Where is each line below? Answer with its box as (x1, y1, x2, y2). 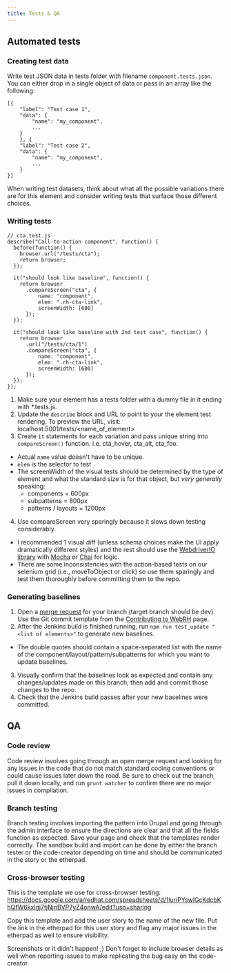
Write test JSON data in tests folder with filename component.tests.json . (7, 72, 212, 80)
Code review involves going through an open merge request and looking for (7, 756, 223, 765)
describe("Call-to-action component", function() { (7, 238, 159, 245)
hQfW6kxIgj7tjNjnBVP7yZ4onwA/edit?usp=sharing (7, 903, 152, 912)
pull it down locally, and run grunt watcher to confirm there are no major (7, 778, 212, 787)
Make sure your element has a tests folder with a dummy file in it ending (17, 395, 222, 404)
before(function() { (13, 244, 72, 251)
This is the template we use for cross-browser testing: (7, 888, 161, 897)
